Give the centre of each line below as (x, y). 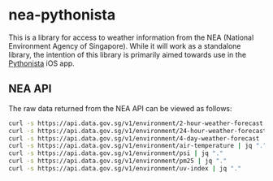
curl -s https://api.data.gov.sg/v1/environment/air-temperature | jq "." (138, 146)
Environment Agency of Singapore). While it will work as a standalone (125, 45)
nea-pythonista (62, 15)
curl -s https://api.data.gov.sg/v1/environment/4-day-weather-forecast (134, 138)
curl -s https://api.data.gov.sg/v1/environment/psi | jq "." (116, 153)
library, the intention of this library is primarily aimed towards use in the (127, 54)
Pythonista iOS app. (41, 63)
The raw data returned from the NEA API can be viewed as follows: (121, 108)
